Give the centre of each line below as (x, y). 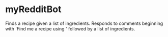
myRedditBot (33, 9)
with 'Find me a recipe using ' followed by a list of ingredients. (70, 28)
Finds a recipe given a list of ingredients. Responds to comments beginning (84, 23)
